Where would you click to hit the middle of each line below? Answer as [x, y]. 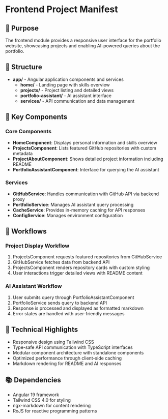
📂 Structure [24, 67]
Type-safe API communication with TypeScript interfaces [73, 347]
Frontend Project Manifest [62, 9]
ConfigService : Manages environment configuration [68, 215]
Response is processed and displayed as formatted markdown [78, 308]
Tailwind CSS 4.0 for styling [42, 400]
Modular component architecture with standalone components [78, 352]
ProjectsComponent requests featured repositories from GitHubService [87, 257]
